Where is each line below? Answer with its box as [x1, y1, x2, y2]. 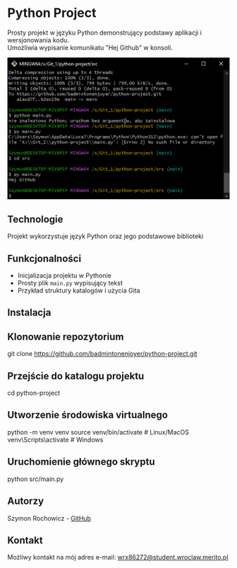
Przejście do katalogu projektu [7, 369, 145, 382]
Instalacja [7, 307, 51, 319]
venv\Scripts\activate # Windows [7, 435, 104, 444]
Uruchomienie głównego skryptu [7, 456, 155, 468]
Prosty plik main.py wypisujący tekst [17, 279, 123, 288]
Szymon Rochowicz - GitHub [7, 514, 92, 522]
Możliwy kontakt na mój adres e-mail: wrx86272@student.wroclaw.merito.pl [7, 553, 229, 562]
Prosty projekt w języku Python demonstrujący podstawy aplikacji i [7, 28, 202, 37]
